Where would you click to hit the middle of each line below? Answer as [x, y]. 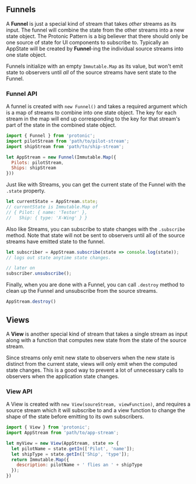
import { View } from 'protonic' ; [48, 427]
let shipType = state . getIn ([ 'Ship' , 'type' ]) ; [71, 454]
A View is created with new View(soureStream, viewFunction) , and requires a [98, 404]
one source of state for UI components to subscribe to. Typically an [87, 42]
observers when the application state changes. [63, 376]
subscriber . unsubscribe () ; [39, 274]
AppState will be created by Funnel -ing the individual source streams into [95, 49]
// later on [20, 268]
